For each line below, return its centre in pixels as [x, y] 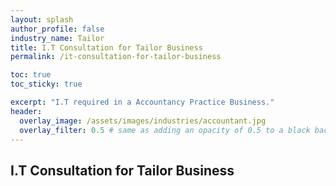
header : [26, 111]
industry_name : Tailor [57, 38]
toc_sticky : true [46, 84]
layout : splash [42, 19]
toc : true [31, 75]
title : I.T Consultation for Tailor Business [106, 47]
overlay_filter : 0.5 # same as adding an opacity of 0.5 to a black [165, 130]
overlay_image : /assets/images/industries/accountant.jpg [143, 121]
